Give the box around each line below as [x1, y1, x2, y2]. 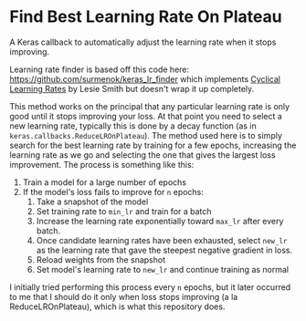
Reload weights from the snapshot [36, 254, 166, 265]
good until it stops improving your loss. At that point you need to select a [9, 110, 283, 121]
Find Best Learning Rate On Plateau [9, 6, 282, 27]
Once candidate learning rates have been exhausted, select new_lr [36, 234, 288, 245]
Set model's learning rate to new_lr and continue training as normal [36, 264, 290, 274]
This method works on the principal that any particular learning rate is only [9, 100, 290, 111]
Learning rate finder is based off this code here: [9, 64, 190, 75]
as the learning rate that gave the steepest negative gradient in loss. [36, 244, 293, 255]
